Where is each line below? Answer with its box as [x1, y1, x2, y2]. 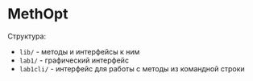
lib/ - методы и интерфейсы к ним [19, 47, 140, 56]
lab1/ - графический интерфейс [19, 55, 130, 65]
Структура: [7, 31, 46, 41]
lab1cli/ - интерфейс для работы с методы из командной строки [19, 63, 245, 73]
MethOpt [7, 5, 68, 23]
